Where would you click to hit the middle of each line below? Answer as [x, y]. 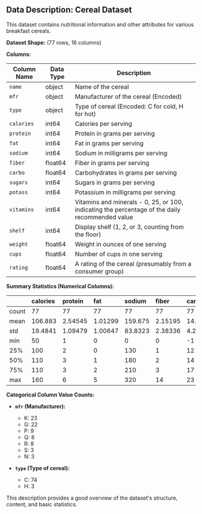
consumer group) [99, 271]
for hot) [85, 114]
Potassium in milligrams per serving [125, 192]
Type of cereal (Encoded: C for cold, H [129, 106]
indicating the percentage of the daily [128, 209]
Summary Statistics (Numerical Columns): [60, 286]
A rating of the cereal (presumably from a [133, 263]
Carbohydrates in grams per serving [126, 172]
